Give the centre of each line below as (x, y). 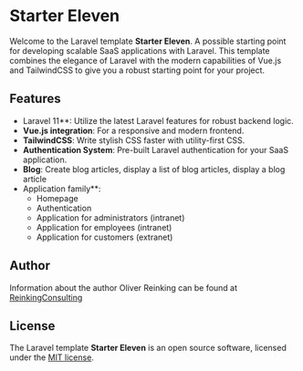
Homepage (57, 198)
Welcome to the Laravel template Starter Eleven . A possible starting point (148, 41)
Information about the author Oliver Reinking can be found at (124, 287)
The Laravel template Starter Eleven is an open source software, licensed (148, 348)
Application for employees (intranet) (104, 227)
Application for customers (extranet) (104, 237)
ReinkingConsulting (46, 297)
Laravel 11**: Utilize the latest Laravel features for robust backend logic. (158, 120)
